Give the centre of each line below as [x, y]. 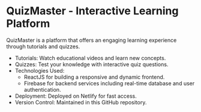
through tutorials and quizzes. [43, 46]
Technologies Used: [40, 70]
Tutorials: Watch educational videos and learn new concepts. [90, 58]
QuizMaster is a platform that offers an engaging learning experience [91, 40]
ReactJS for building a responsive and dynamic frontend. [94, 77]
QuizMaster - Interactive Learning [92, 11]
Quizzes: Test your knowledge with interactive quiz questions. [91, 64]
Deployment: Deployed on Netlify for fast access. [76, 96]
